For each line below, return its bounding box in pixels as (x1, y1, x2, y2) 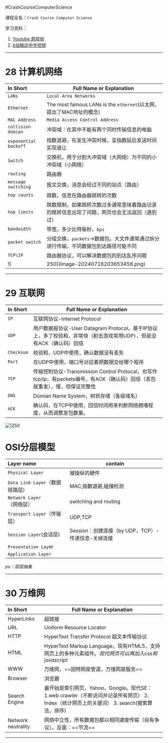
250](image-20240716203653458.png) (46, 260, 146, 267)
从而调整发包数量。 (43, 409, 88, 416)
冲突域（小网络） (46, 161, 87, 168)
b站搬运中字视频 (12, 42, 46, 48)
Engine (7, 698, 24, 705)
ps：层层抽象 (5, 564, 32, 570)
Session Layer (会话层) (7, 531, 60, 538)
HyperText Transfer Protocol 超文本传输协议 (44, 633, 147, 640)
